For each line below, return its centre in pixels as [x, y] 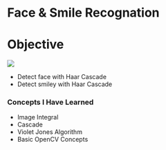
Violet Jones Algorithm [50, 132]
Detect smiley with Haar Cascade [65, 84]
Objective [36, 45]
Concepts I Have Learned [50, 102]
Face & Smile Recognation [84, 13]
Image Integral [38, 117]
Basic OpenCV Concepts [53, 140]
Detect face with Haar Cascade [62, 77]
